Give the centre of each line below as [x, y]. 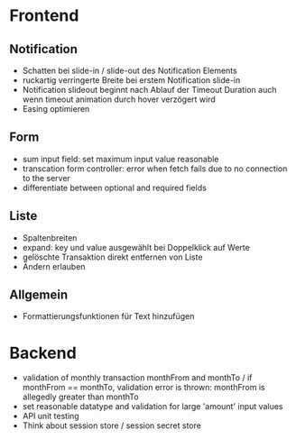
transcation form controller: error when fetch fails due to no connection [155, 169]
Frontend [44, 16]
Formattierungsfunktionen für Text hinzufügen [108, 316]
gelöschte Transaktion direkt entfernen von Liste [112, 257]
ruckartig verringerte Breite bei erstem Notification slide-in [131, 80]
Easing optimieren [56, 109]
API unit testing [51, 416]
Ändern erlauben [54, 266]
